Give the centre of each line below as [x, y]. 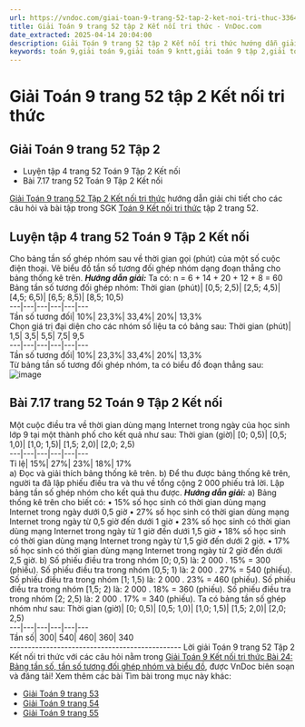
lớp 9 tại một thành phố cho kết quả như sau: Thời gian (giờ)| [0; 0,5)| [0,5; [148, 434]
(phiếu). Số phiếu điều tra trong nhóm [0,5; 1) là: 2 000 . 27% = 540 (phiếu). [151, 570]
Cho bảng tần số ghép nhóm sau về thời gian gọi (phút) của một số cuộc [145, 258]
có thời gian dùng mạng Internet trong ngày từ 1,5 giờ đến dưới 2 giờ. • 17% [150, 541]
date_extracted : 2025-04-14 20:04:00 [81, 35]
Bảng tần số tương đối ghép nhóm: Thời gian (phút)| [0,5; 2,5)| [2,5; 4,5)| [145, 287]
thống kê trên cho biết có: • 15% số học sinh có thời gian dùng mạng [138, 502]
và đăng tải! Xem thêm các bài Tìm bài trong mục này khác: [120, 676]
